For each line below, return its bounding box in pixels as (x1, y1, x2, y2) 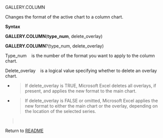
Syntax (5, 23, 20, 29)
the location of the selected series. (24, 108, 96, 114)
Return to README (5, 127, 44, 133)
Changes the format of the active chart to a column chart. (5, 14, 124, 19)
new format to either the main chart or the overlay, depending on (24, 103, 158, 109)
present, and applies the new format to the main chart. (24, 88, 137, 94)
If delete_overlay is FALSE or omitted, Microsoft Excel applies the (24, 97, 158, 103)
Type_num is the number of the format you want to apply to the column (5, 52, 156, 58)
